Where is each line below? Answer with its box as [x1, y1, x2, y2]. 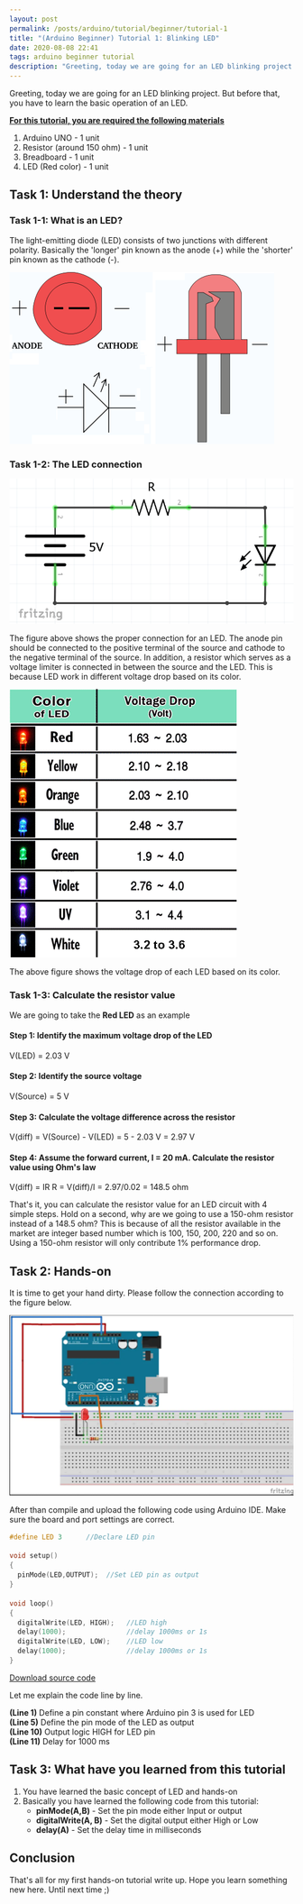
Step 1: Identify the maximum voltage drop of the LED [9, 1030, 213, 1041]
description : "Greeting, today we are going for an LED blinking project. [9, 62, 297, 71]
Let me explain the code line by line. [9, 1689, 143, 1700]
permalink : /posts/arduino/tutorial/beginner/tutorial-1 [9, 23, 228, 33]
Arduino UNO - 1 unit [22, 133, 100, 143]
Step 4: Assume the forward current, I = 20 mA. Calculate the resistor [9, 1152, 275, 1163]
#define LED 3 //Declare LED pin [9, 1533, 155, 1542]
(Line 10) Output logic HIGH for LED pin [9, 1726, 156, 1737]
